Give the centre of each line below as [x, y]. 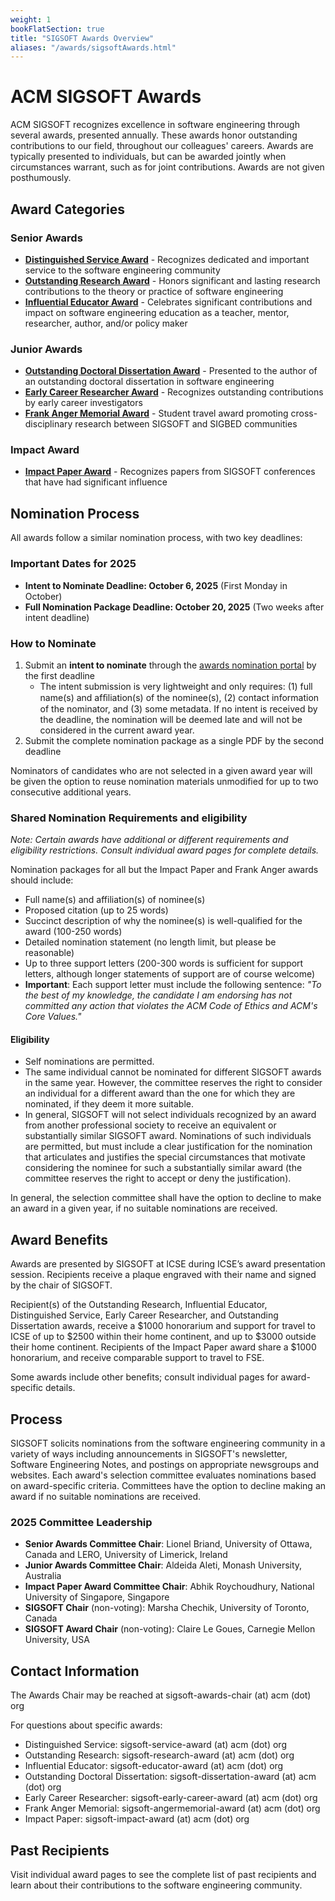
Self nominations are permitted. [89, 1062]
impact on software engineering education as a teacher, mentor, [157, 312]
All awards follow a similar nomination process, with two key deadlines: [156, 538]
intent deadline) [57, 617]
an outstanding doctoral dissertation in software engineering [149, 382]
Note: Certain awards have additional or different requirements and [149, 840]
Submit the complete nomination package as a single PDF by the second [174, 740]
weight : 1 [31, 19]
